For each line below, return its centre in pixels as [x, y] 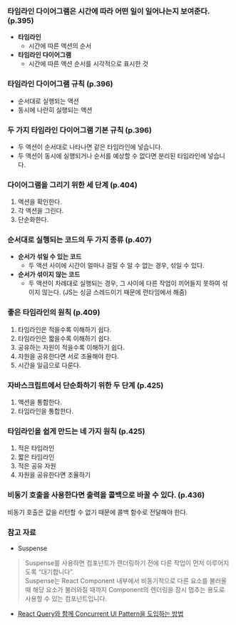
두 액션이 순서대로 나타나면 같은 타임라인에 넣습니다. [90, 147]
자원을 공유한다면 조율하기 [54, 475]
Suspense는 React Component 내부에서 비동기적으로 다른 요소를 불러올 [125, 580]
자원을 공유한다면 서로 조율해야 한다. [68, 356]
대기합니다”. [57, 572]
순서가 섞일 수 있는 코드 [50, 257]
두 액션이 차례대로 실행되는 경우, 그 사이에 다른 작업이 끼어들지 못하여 [124, 284]
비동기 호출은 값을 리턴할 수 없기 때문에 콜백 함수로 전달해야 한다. [98, 512]
